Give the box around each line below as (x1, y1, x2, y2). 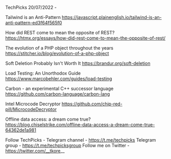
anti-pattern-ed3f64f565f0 (5, 20, 62, 26)
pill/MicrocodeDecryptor (5, 106, 57, 112)
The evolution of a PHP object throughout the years (5, 45, 114, 51)
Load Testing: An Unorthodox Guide (5, 70, 81, 76)
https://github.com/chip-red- (61, 101, 123, 107)
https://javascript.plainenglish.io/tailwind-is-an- (62, 14, 162, 20)
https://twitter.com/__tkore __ (5, 148, 65, 154)
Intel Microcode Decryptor (5, 101, 61, 107)
